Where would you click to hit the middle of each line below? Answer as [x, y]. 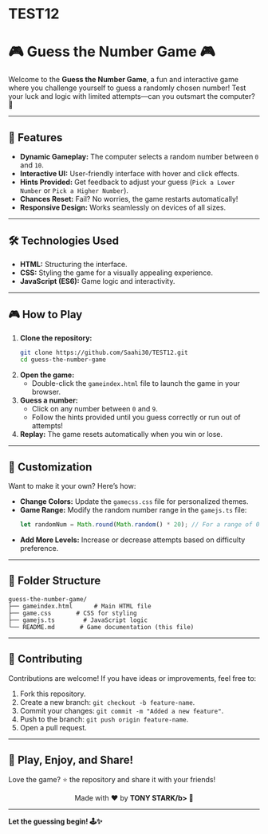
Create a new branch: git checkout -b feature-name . [107, 702]
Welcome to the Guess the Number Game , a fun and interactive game [124, 80]
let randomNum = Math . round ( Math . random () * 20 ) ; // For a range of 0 [140, 525]
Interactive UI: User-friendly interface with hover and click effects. [129, 173]
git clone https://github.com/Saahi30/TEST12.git [104, 352]
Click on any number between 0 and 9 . [95, 409]
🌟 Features [35, 138]
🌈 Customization [50, 467]
